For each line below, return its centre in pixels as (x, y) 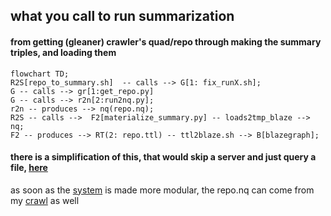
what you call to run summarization (122, 16)
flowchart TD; (40, 74)
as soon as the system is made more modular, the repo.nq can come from (162, 190)
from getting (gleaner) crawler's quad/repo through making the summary (166, 41)
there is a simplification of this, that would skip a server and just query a (163, 157)
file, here (29, 168)
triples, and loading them (63, 52)
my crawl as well (45, 200)
